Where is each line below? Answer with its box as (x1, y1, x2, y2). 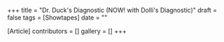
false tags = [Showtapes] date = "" (7, 13, 108, 22)
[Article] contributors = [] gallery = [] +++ (7, 27, 127, 35)
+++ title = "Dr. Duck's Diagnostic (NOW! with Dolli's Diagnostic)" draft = (7, 6, 217, 14)
